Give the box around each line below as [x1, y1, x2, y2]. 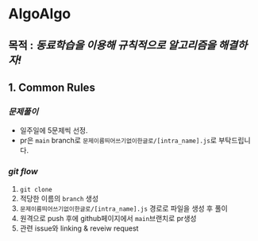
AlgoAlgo [8, 5, 71, 23]
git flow [8, 166, 38, 177]
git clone [19, 185, 53, 193]
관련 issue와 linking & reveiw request [19, 224, 139, 233]
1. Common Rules [8, 80, 95, 94]
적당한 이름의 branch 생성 [19, 193, 99, 203]
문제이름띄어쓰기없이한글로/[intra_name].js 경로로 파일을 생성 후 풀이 [19, 204, 228, 213]
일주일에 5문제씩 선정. [19, 126, 88, 135]
